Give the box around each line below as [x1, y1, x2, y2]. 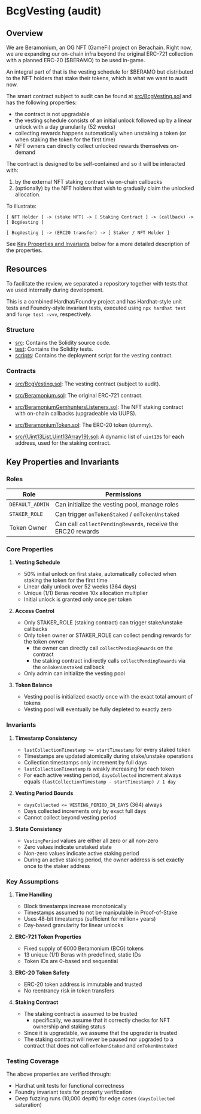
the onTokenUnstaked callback [32, 663, 105, 671]
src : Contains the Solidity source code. [14, 339, 111, 347]
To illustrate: [6, 202, 37, 210]
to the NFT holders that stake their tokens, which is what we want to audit [6, 75, 188, 81]
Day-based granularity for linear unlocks [23, 921, 124, 928]
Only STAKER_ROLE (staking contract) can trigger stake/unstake [23, 619, 183, 626]
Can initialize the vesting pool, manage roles [54, 500, 179, 509]
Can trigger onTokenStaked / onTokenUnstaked [54, 510, 179, 518]
